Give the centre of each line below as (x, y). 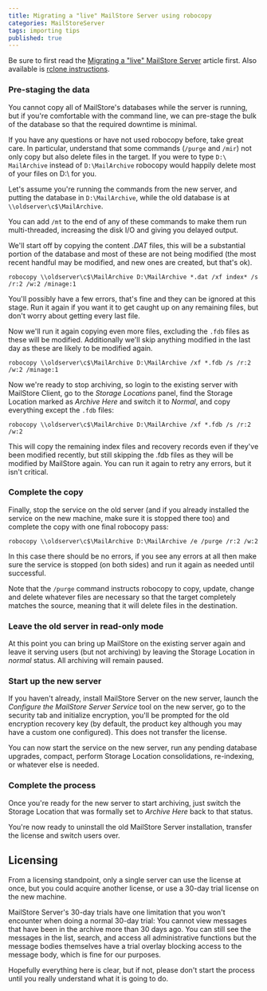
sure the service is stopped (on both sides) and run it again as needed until (132, 564)
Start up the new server (55, 681)
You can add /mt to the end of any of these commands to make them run (128, 221)
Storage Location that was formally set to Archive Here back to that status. (131, 811)
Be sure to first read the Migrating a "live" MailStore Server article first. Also (133, 61)
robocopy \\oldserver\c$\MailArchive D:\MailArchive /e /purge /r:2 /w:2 (133, 541)
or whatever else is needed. (54, 765)
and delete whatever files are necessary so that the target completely (122, 597)
